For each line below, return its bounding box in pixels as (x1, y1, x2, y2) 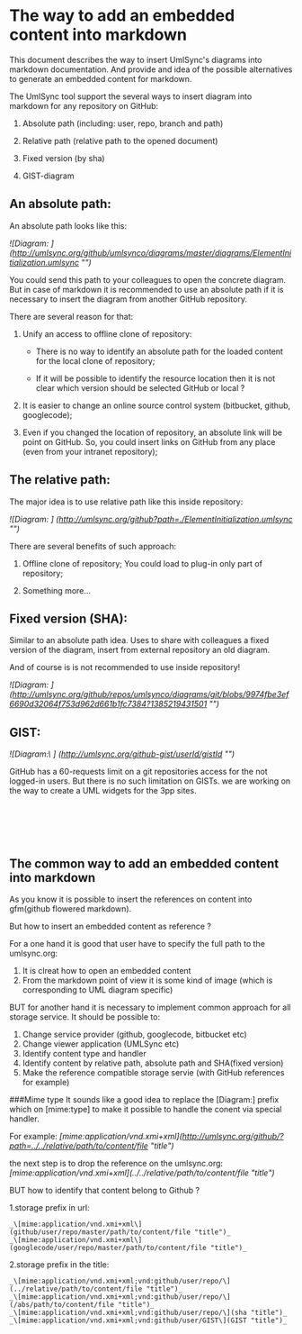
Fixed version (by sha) (22, 152, 105, 163)
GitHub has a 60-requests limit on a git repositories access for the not (9, 767, 268, 777)
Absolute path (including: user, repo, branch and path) (22, 118, 224, 129)
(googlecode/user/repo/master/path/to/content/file (9, 1244, 207, 1253)
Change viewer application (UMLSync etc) (22, 1039, 180, 1049)
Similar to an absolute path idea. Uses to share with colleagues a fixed (9, 635, 270, 646)
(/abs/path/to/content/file (9, 1301, 115, 1310)
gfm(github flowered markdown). (9, 903, 132, 914)
